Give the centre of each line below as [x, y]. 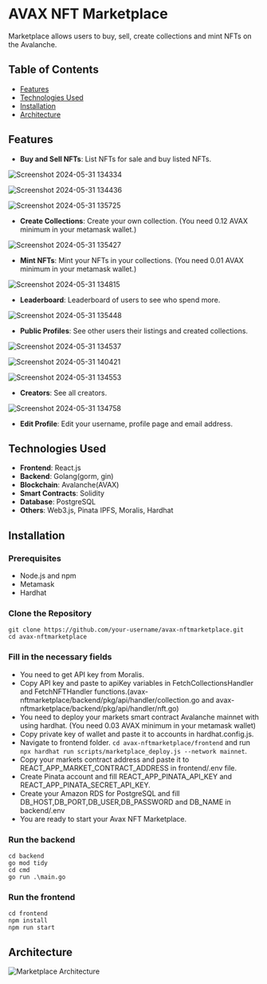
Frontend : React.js [50, 468]
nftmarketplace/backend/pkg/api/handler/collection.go [110, 699]
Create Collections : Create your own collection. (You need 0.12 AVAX [134, 221]
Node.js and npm [48, 576]
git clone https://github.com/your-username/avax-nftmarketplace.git [126, 630]
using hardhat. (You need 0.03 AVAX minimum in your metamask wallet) [138, 725]
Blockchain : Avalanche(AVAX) [69, 485]
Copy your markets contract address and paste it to [104, 759]
